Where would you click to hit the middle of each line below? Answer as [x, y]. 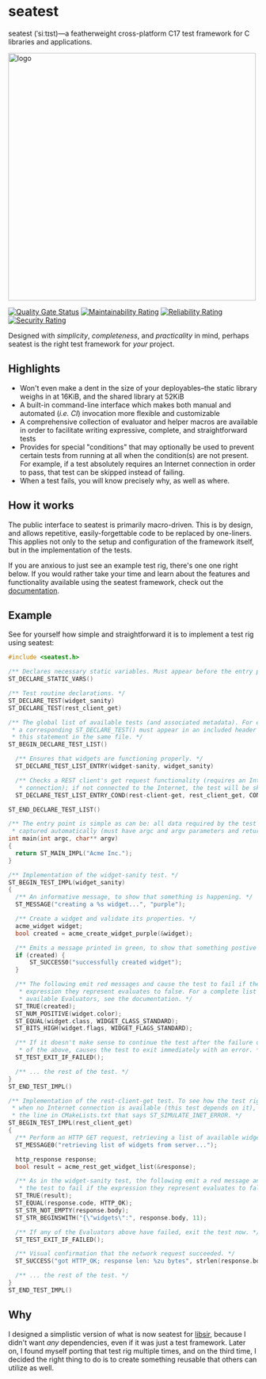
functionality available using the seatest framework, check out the [116, 582]
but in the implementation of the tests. [70, 550]
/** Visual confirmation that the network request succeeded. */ [125, 1254]
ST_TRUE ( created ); [46, 1006]
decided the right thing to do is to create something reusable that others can [133, 1359]
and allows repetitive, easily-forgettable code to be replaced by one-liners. [130, 533]
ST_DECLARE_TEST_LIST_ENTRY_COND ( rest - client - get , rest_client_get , [131, 795]
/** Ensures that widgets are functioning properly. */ [109, 759]
